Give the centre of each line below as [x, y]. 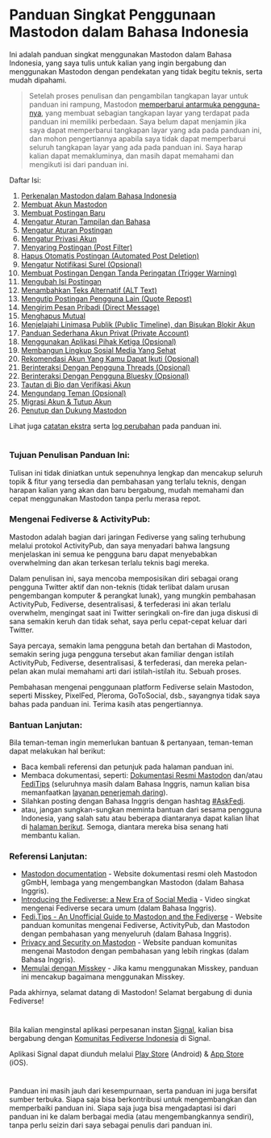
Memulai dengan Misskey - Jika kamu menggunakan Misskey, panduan [140, 968]
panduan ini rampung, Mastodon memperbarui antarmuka [125, 104]
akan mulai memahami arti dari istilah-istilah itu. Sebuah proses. [135, 671]
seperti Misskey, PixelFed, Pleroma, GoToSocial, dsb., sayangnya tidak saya [135, 695]
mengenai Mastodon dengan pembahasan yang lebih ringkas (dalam [135, 951]
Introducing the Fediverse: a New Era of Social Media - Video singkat [135, 900]
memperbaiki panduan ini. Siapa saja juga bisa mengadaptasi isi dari [123, 1107]
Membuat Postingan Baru [63, 212]
